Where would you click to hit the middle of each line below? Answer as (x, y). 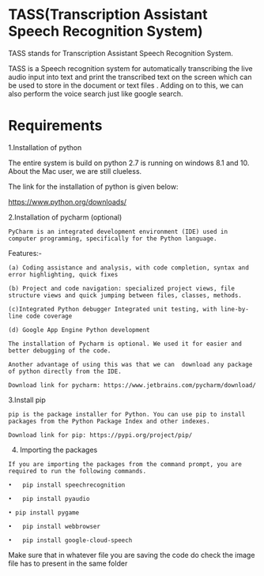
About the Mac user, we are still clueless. (75, 171)
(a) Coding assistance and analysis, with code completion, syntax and (128, 267)
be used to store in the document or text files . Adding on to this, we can (126, 85)
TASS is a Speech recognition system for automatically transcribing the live (130, 68)
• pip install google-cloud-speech (70, 540)
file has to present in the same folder (68, 563)
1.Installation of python (45, 147)
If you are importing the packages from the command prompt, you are (125, 464)
